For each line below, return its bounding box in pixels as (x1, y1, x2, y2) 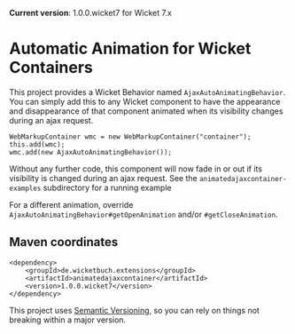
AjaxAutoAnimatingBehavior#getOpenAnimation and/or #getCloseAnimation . (9, 209, 278, 219)
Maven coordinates (9, 235, 119, 250)
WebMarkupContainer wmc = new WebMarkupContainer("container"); (9, 132, 252, 141)
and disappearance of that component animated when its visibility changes (9, 106, 283, 116)
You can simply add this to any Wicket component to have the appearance (9, 96, 281, 107)
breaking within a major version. (9, 314, 127, 325)
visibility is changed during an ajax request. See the (9, 172, 198, 183)
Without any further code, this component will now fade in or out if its (9, 163, 263, 174)
